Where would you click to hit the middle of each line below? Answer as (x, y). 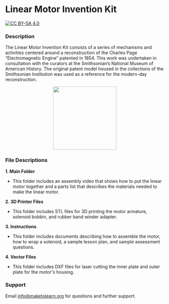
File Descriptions (26, 160)
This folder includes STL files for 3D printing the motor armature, (80, 211)
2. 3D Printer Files (24, 201)
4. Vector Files (21, 257)
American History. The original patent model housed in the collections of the (84, 69)
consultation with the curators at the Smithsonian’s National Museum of (79, 64)
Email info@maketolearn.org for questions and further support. (71, 296)
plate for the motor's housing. (43, 272)
